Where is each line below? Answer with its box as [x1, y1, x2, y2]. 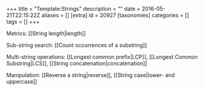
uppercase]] [6, 78, 38, 85]
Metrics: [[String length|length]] [6, 30, 86, 37]
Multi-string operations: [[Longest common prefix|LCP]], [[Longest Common [6, 53, 198, 60]
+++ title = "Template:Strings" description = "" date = [6, 5, 141, 12]
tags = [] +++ [6, 18, 40, 25]
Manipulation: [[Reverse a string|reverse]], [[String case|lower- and [6, 72, 175, 78]
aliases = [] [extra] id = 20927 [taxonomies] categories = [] [41, 12, 189, 19]
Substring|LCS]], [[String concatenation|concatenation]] [6, 60, 147, 67]
